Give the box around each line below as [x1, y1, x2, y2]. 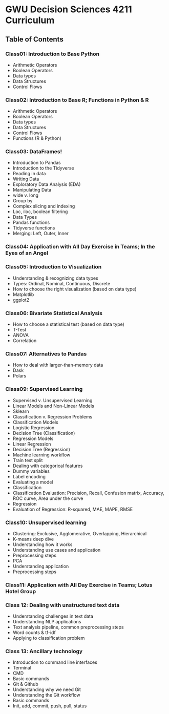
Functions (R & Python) [12, 135, 61, 141]
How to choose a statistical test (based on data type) [12, 321, 124, 327]
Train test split [12, 457, 43, 463]
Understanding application [12, 563, 69, 569]
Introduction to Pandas [12, 160, 61, 166]
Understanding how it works [12, 541, 73, 548]
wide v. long [12, 192, 39, 198]
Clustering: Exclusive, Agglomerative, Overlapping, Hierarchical [12, 530, 147, 536]
